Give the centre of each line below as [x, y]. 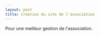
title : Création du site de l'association [50, 14]
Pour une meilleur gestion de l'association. [49, 28]
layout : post [19, 10]
